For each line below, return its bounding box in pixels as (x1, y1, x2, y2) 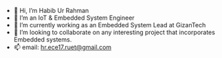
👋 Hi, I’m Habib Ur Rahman (13, 7, 89, 14)
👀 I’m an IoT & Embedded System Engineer (13, 14, 135, 22)
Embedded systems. (13, 35, 72, 44)
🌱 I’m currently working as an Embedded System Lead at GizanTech (13, 21, 206, 29)
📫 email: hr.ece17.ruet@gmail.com (13, 43, 112, 51)
